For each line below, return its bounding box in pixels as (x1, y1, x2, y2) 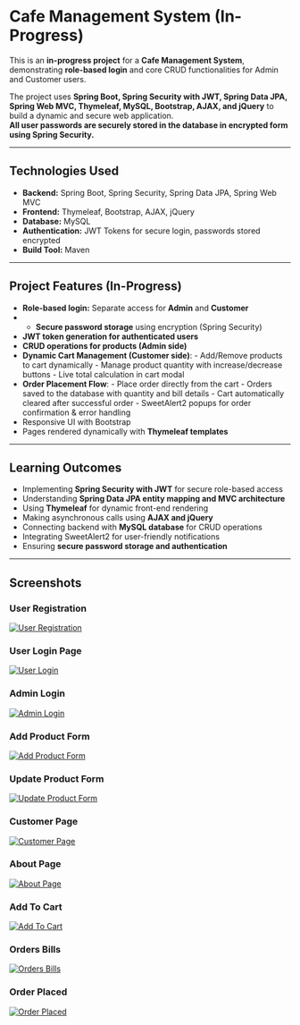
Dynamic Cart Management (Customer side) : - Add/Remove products (21, 350, 283, 360)
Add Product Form (9, 730, 91, 742)
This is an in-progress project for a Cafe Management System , (9, 55, 246, 65)
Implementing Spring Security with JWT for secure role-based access (21, 484, 284, 495)
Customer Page (9, 816, 79, 828)
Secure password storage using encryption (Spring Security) (35, 321, 262, 332)
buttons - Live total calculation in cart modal (21, 368, 185, 379)
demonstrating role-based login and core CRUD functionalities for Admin (9, 64, 279, 75)
